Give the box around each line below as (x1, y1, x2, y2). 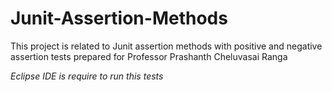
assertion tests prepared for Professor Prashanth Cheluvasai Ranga (10, 50, 288, 62)
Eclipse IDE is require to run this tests (10, 70, 164, 82)
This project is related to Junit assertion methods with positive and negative (10, 40, 323, 52)
